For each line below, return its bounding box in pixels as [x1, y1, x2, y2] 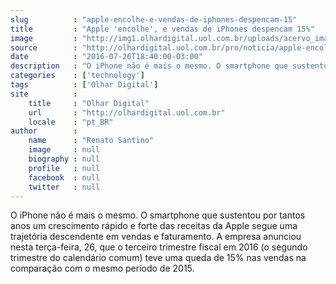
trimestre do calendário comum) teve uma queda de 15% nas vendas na [10, 252, 307, 264]
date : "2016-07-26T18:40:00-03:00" [10, 52, 203, 62]
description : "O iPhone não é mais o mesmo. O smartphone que [10, 61, 288, 71]
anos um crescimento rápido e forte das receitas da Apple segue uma [10, 220, 298, 232]
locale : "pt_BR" [28, 117, 114, 127]
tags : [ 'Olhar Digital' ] [10, 80, 159, 90]
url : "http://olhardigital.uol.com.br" [28, 107, 226, 118]
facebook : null [28, 172, 101, 183]
